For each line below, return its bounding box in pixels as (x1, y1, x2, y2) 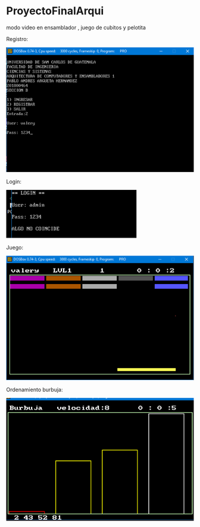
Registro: (6, 35, 29, 42)
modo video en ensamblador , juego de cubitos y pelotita (6, 24, 146, 31)
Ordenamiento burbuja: (6, 386, 63, 393)
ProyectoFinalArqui (6, 4, 104, 18)
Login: (6, 177, 22, 185)
